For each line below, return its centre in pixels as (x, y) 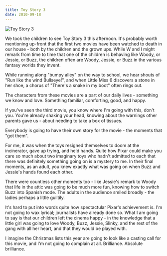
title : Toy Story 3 (25, 10)
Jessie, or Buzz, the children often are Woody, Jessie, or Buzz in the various (83, 59)
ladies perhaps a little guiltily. (35, 197)
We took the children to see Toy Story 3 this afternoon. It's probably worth (81, 38)
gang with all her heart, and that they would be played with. (66, 228)
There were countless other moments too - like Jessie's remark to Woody (81, 181)
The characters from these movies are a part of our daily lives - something (82, 95)
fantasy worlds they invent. (33, 65)
